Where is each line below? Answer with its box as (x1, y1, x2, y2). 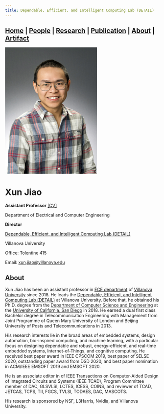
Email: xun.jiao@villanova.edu (5, 260, 65, 265)
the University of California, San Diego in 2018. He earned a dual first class (5, 307, 156, 313)
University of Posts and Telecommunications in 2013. (5, 323, 112, 329)
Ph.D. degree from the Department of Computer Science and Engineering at (5, 302, 158, 308)
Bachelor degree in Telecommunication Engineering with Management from (5, 313, 158, 319)
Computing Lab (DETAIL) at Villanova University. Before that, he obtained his (5, 297, 159, 303)
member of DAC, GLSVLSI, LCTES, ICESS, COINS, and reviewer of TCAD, (5, 384, 153, 390)
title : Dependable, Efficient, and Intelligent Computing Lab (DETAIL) (5, 8, 154, 13)
